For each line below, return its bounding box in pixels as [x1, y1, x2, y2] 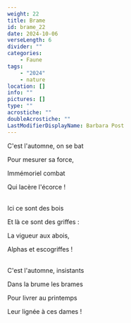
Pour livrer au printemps [7, 293, 77, 302]
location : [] [7, 83, 46, 90]
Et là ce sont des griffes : [7, 217, 80, 226]
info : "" [7, 89, 33, 96]
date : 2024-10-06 [7, 30, 58, 37]
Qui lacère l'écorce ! [7, 182, 65, 191]
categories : [7, 50, 42, 57]
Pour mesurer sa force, [7, 155, 74, 163]
